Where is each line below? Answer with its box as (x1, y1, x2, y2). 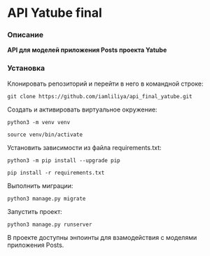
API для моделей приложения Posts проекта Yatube (7, 46, 167, 54)
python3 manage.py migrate (7, 195, 86, 202)
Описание (7, 30, 44, 40)
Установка (7, 63, 45, 73)
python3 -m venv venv (7, 119, 71, 126)
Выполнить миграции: (7, 181, 73, 190)
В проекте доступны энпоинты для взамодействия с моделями (7, 233, 197, 241)
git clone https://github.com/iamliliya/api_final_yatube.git (7, 93, 192, 100)
